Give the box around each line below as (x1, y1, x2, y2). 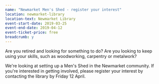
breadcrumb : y (5, 35, 34, 40)
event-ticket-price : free (5, 30, 58, 35)
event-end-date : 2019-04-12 (5, 26, 63, 30)
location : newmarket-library (5, 12, 65, 17)
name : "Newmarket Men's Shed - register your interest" (5, 7, 122, 12)
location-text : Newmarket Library (5, 16, 76, 21)
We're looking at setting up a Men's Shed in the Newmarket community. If (5, 62, 154, 69)
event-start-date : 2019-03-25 (5, 21, 67, 26)
